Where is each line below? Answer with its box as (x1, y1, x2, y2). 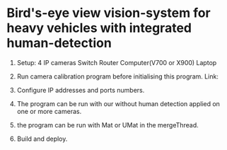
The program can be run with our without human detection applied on (16, 99, 221, 108)
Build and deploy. (16, 134, 68, 143)
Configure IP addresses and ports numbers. (16, 86, 145, 94)
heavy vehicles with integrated (6, 20, 192, 36)
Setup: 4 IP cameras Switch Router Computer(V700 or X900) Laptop (16, 58, 217, 67)
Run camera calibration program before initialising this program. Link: (16, 72, 219, 81)
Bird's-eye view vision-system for (6, 5, 211, 21)
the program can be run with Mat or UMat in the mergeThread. (16, 120, 199, 129)
